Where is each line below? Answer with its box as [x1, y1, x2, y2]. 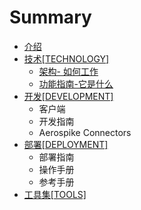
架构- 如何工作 [38, 65, 99, 77]
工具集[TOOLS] [23, 188, 87, 200]
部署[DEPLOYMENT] [23, 138, 109, 150]
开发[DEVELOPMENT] [23, 90, 114, 102]
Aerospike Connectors [38, 126, 132, 138]
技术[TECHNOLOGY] [23, 52, 110, 65]
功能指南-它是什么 [38, 77, 114, 90]
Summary [9, 6, 92, 29]
